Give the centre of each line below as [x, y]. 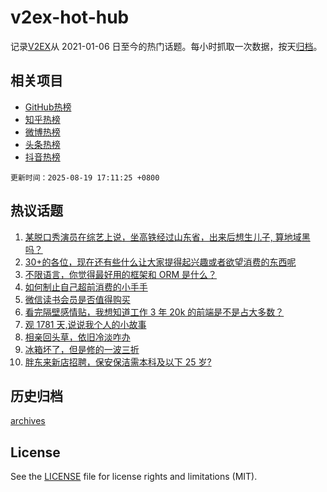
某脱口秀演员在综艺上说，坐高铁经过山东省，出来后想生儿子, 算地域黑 [167, 237]
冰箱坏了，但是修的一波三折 [82, 349]
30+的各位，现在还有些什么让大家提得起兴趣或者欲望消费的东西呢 [160, 262]
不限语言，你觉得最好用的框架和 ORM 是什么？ [121, 274]
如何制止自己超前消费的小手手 [86, 287]
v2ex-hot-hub [70, 17]
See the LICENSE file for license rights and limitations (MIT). [134, 477]
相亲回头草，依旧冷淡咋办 [77, 337]
